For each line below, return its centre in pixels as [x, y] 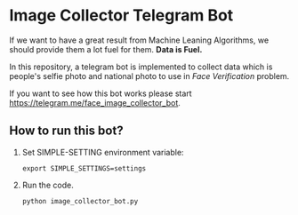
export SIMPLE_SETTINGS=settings [84, 168]
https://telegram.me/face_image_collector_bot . [95, 102]
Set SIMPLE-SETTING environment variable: [103, 152]
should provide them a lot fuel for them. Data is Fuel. [106, 49]
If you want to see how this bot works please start [101, 93]
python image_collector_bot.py [80, 201]
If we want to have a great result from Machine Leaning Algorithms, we [139, 40]
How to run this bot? [66, 131]
